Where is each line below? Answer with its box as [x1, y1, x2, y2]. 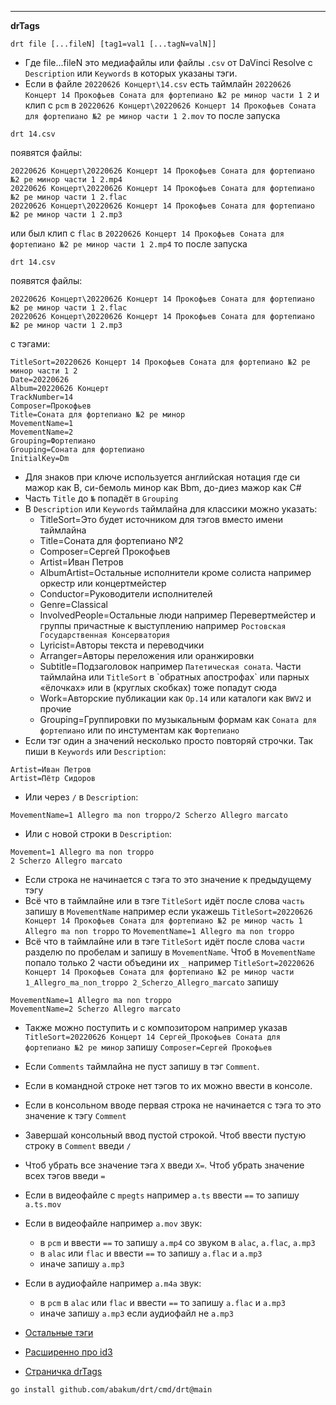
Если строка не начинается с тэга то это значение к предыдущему [24, 874, 312, 885]
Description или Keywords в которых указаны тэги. [24, 67, 238, 79]
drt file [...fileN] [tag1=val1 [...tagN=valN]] [10, 39, 217, 49]
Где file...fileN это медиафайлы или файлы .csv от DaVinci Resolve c [24, 57, 313, 68]
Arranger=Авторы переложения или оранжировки [39, 650, 255, 661]
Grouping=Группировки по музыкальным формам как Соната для [39, 714, 317, 725]
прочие [39, 703, 72, 715]
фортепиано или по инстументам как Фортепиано [39, 724, 240, 736]
